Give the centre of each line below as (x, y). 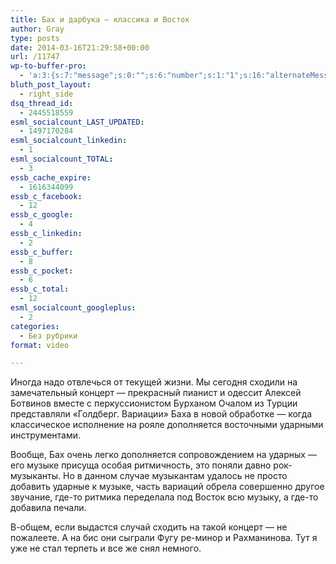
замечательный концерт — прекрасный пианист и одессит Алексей (156, 393)
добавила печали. (48, 508)
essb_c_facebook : (46, 196)
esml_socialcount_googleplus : (73, 308)
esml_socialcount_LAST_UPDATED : (77, 122)
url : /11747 (35, 57)
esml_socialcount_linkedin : (69, 141)
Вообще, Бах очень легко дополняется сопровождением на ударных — (163, 455)
